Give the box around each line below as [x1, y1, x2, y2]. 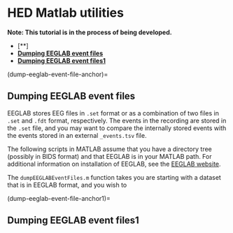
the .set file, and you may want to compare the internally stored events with [7, 124, 227, 132]
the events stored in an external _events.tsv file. [7, 131, 147, 139]
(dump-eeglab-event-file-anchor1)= [7, 194, 111, 202]
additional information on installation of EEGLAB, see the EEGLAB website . [7, 160, 222, 168]
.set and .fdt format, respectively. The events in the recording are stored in [7, 116, 227, 125]
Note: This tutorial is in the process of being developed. [7, 28, 173, 36]
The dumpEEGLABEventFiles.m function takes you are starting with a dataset [7, 173, 222, 181]
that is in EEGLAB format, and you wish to [7, 181, 127, 189]
